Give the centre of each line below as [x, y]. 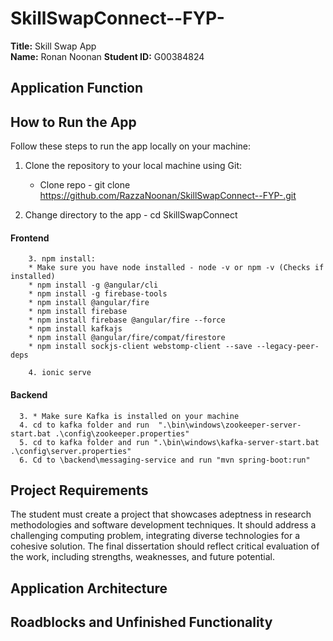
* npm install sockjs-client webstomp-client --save [140, 347]
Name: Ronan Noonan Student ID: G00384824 [107, 56]
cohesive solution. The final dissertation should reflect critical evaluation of [165, 546]
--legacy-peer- [288, 347]
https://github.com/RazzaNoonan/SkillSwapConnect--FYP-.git [168, 196]
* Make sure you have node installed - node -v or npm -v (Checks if [176, 268]
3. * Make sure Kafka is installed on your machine [129, 416]
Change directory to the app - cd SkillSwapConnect [131, 215]
